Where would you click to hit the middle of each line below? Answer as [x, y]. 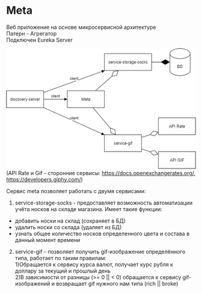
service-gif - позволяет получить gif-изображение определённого [100, 251]
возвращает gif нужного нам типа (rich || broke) [117, 283]
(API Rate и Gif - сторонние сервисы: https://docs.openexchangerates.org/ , [101, 173]
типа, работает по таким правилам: [61, 258]
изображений [32, 283]
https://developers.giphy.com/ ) [44, 179]
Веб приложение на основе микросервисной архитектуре [81, 27]
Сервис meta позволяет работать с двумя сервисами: [76, 191]
